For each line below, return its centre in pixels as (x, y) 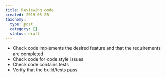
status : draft (25, 34)
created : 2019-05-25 (27, 15)
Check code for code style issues (48, 59)
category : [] (24, 29)
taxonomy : (16, 19)
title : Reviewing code (29, 10)
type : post (21, 24)
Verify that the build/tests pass (45, 70)
